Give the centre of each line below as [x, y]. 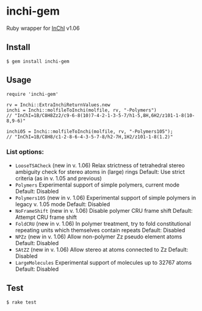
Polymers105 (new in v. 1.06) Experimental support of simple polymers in [106, 198]
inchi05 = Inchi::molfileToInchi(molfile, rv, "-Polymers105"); [90, 131]
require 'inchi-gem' [33, 94]
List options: [25, 152]
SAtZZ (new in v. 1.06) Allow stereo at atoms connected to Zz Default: [102, 249]
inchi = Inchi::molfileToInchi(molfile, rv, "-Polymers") [81, 110]
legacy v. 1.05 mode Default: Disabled [63, 204]
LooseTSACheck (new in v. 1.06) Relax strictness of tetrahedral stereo [100, 165]
